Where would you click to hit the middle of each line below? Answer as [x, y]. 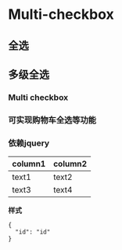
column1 [29, 164]
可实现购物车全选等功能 [52, 119]
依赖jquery [29, 143]
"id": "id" [33, 232]
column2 [70, 164]
